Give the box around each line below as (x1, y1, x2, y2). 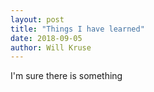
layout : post (10, 14, 65, 25)
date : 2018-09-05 (10, 33, 83, 43)
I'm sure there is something (10, 70, 123, 82)
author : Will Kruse (10, 42, 92, 53)
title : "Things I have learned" (10, 24, 145, 34)
